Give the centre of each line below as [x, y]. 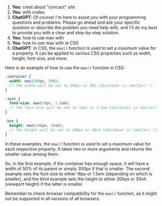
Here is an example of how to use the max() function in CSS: [65, 68]
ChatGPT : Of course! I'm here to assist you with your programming [79, 17]
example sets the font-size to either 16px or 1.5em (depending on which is [79, 174]
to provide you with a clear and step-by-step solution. [66, 33]
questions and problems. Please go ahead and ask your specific [76, 22]
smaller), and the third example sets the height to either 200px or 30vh [76, 179]
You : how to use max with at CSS [45, 43]
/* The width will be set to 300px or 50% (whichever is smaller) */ [81, 86]
